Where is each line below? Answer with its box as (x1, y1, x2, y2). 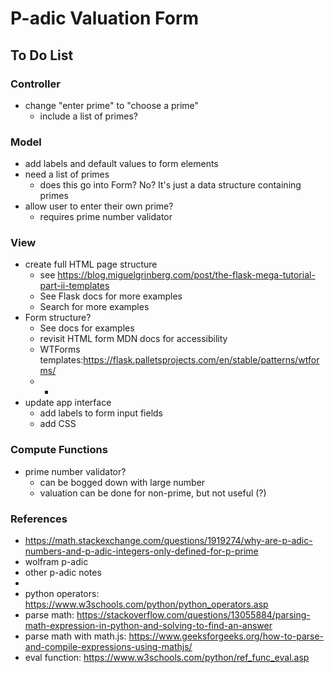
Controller (10, 77, 61, 91)
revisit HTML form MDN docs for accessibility (39, 333, 228, 345)
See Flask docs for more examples (39, 290, 183, 302)
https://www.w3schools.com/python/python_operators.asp (24, 598, 269, 611)
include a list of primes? (39, 110, 138, 122)
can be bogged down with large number (39, 476, 206, 488)
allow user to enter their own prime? (24, 200, 174, 212)
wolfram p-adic (24, 556, 89, 568)
